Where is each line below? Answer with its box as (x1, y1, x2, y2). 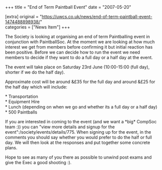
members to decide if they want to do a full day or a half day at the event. (5, 55, 153, 60)
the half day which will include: (5, 84, 68, 90)
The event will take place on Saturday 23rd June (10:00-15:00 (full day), (5, 64, 150, 70)
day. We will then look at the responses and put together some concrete (5, 140, 150, 145)
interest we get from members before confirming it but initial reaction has (5, 44, 153, 50)
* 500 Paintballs (5, 109, 38, 115)
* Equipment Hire (5, 99, 40, 105)
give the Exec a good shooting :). (5, 160, 72, 165)
